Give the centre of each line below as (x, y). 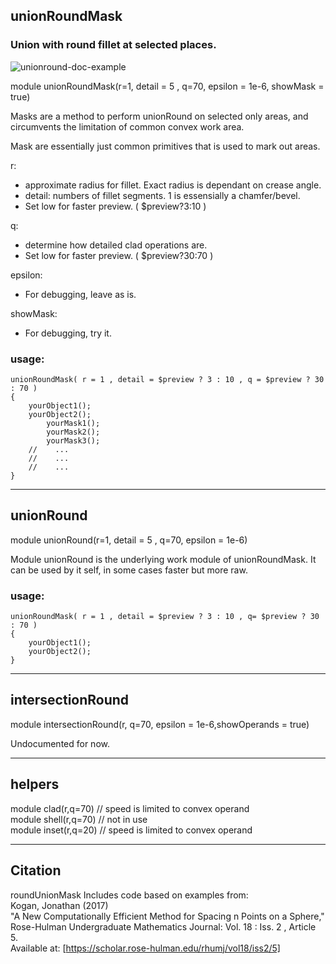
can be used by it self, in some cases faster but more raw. (129, 570)
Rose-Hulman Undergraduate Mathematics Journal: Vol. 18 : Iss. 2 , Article (163, 926)
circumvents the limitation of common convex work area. (127, 126)
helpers (35, 784)
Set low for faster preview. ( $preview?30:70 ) (119, 255)
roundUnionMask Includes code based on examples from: (129, 895)
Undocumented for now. (60, 743)
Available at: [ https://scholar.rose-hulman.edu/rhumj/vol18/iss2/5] (145, 948)
